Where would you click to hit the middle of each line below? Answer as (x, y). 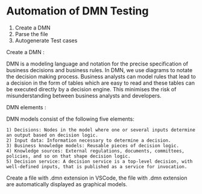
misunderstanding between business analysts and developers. (84, 95)
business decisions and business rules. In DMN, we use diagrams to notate (99, 70)
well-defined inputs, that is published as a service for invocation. (97, 166)
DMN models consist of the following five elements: (70, 119)
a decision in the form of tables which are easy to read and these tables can (100, 83)
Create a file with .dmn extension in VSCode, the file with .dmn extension (97, 178)
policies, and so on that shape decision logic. (68, 156)
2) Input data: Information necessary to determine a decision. (89, 140)
